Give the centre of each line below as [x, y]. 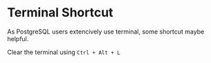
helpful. [18, 38]
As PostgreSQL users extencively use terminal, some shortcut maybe [106, 32]
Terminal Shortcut [60, 13]
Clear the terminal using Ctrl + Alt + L [64, 52]
